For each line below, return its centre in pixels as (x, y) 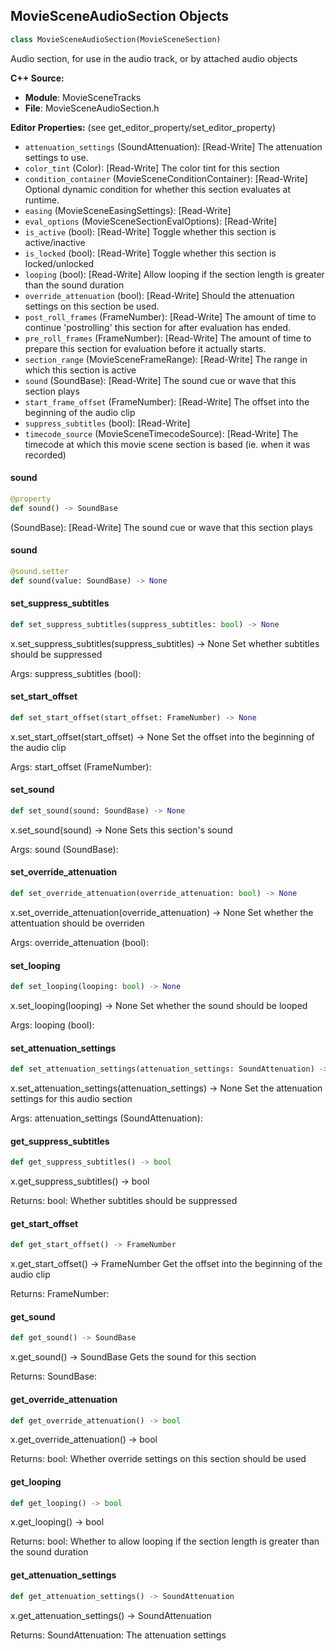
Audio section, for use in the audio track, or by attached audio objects (154, 58)
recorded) (45, 455)
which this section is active (80, 370)
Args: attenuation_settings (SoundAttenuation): (106, 1118)
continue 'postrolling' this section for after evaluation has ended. (158, 327)
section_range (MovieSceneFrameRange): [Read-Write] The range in (166, 359)
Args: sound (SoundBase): (64, 849)
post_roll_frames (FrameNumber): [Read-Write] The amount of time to (170, 316)
